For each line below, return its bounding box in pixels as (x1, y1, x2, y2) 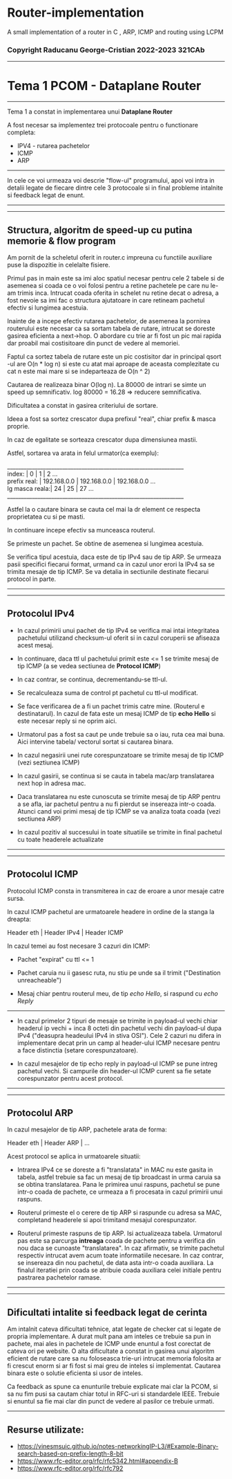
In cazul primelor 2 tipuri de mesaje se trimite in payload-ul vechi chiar (17, 1016, 218, 1025)
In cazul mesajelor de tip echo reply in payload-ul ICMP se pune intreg (17, 1059, 217, 1068)
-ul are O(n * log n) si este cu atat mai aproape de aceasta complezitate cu (7, 359, 220, 368)
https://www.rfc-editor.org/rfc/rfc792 (17, 1464, 124, 1473)
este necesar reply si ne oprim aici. (17, 717, 117, 725)
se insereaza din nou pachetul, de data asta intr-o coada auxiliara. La (17, 1259, 214, 1267)
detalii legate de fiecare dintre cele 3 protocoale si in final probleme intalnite (7, 183, 224, 192)
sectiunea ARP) (17, 814, 61, 823)
